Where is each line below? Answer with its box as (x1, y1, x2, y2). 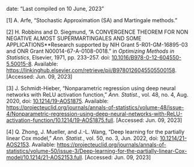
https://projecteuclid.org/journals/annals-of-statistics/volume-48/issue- (6, 104, 184, 111)
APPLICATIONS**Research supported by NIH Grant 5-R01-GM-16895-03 (6, 41, 188, 48)
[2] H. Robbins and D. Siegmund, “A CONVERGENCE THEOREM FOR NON (6, 28, 189, 35)
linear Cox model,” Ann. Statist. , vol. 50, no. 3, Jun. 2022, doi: (6, 135, 159, 142)
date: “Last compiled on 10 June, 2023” (6, 5, 105, 12)
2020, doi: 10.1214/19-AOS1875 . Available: (6, 97, 109, 105)
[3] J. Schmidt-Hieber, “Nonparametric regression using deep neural (6, 85, 176, 92)
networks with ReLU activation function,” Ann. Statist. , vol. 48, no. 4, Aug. (6, 91, 189, 98)
